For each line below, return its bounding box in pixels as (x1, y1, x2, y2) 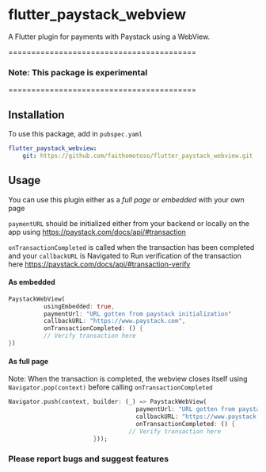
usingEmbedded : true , (43, 302, 115, 310)
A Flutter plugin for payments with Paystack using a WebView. (8, 32, 211, 41)
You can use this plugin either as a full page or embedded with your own (8, 194, 245, 204)
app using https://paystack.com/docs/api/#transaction (8, 227, 186, 236)
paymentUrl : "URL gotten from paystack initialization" (43, 309, 232, 318)
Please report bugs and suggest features (8, 454, 169, 465)
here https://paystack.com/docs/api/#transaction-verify (8, 259, 191, 269)
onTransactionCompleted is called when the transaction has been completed (8, 242, 255, 251)
